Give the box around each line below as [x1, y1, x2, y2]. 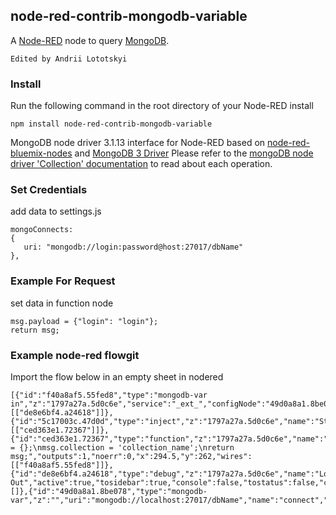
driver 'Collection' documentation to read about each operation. [10, 158, 273, 170]
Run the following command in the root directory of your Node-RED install [10, 100, 314, 112]
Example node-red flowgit [10, 348, 140, 362]
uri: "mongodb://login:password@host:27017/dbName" [23, 242, 244, 253]
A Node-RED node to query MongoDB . [10, 34, 170, 46]
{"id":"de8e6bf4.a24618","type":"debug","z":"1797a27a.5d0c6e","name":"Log [10, 469, 333, 479]
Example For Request [10, 274, 116, 288]
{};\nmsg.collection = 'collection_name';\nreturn [19, 443, 235, 453]
